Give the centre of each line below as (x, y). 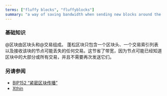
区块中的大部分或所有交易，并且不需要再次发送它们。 (60, 57)
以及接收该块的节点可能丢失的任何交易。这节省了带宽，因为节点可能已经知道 (83, 51)
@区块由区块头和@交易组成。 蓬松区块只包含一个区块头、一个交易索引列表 (82, 44)
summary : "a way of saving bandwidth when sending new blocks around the (83, 14)
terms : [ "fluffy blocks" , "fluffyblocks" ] (50, 10)
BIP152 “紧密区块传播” (35, 83)
